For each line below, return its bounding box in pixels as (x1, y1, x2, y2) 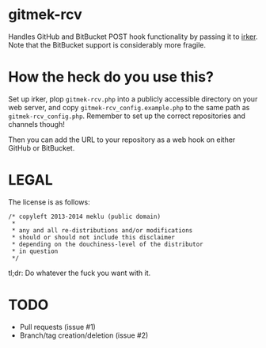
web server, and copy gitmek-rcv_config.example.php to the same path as (8, 102, 250, 112)
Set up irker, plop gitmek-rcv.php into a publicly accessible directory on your (8, 94, 258, 104)
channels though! (8, 119, 65, 128)
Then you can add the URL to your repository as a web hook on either (8, 135, 236, 144)
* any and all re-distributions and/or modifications (11, 226, 193, 235)
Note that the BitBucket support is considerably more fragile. (8, 40, 207, 49)
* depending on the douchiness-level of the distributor (11, 240, 203, 248)
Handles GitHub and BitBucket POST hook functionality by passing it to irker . (8, 32, 258, 41)
